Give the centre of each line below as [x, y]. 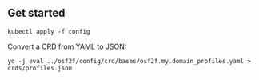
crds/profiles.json [40, 68]
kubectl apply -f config [49, 31]
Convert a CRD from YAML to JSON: [67, 46]
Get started [36, 13]
